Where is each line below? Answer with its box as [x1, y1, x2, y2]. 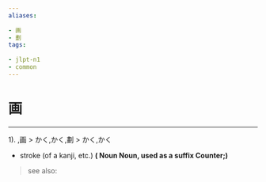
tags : [8, 41, 26, 49]
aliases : [8, 11, 37, 20]
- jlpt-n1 [8, 56, 41, 64]
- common [8, 63, 37, 71]
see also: [27, 165, 58, 175]
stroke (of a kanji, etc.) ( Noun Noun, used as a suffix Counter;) [19, 150, 228, 160]
